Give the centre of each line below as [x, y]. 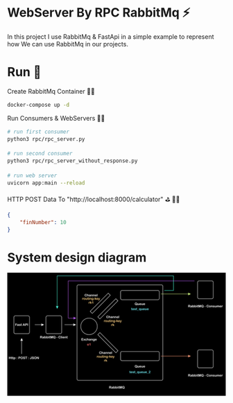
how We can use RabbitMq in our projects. [68, 44]
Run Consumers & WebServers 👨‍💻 [56, 118]
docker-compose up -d [38, 105]
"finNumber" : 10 [43, 222]
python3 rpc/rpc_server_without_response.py [72, 161]
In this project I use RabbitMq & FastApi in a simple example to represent [111, 36]
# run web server [32, 175]
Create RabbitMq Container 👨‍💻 [51, 91]
